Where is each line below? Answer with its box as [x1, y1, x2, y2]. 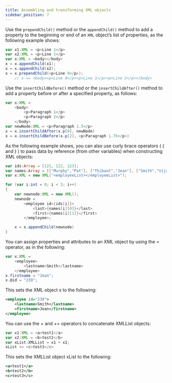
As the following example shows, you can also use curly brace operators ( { [5, 143, 165, 149]
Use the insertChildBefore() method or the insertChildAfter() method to [5, 85, 163, 91]
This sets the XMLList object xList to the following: [5, 354, 112, 360]
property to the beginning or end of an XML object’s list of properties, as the [5, 32, 163, 38]
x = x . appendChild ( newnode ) [14, 224, 74, 230]
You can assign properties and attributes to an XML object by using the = [5, 239, 160, 244]
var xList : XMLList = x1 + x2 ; [5, 340, 70, 345]
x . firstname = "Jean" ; [5, 273, 54, 278]
